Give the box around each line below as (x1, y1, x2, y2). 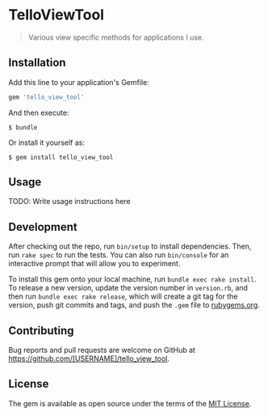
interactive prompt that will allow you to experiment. (8, 259, 181, 269)
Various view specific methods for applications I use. (27, 32, 204, 42)
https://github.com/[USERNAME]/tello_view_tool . (8, 354, 170, 363)
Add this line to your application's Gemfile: (8, 77, 149, 87)
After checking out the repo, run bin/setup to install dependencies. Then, (8, 241, 252, 252)
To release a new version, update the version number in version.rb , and (8, 283, 249, 293)
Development (8, 220, 78, 234)
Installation (8, 56, 66, 70)
